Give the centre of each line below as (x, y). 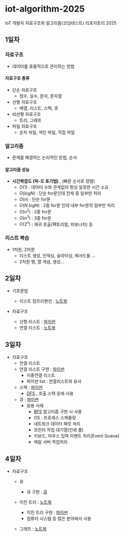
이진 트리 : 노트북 (35, 502)
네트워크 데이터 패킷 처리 (57, 424)
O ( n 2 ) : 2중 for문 (35, 211)
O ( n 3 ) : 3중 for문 (35, 218)
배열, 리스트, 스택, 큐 (39, 108)
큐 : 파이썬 (29, 400)
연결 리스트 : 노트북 (37, 328)
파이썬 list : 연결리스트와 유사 (54, 381)
